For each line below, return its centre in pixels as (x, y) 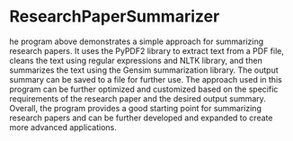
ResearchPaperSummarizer (115, 17)
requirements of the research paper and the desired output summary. (138, 98)
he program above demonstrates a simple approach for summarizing (137, 41)
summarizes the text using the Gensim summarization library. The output (144, 70)
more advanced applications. (63, 127)
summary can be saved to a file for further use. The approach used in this (146, 79)
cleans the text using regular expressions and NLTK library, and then (136, 60)
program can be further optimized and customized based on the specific (144, 89)
